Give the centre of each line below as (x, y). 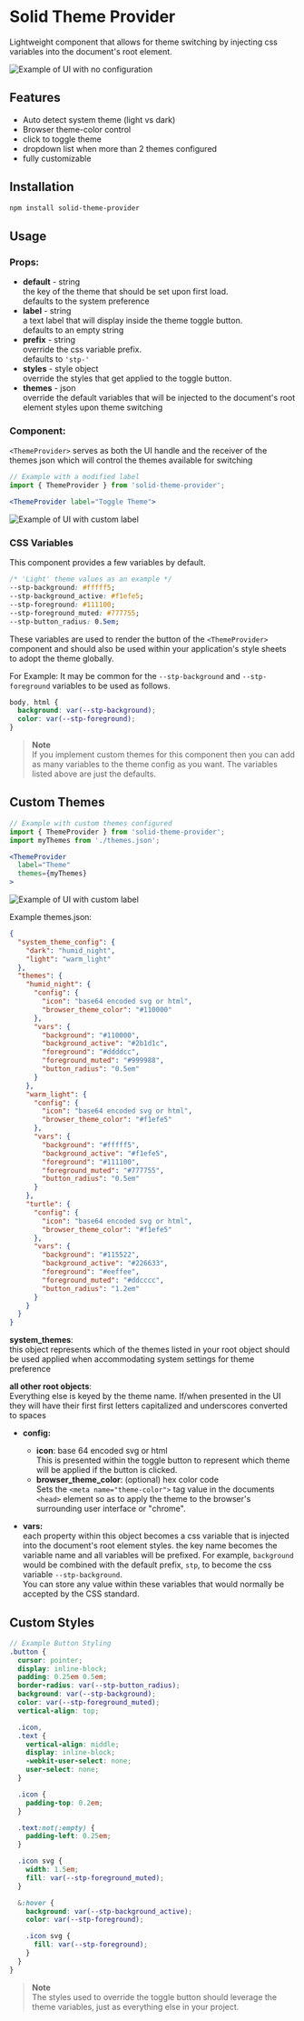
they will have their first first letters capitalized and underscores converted (149, 1406)
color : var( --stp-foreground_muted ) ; (89, 1703)
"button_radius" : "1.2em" (91, 1288)
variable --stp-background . (72, 1575)
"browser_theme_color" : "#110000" (107, 1010)
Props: (24, 262)
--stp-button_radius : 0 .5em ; (64, 621)
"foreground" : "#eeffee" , (91, 1272)
